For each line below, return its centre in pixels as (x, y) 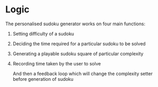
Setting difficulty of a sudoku (43, 33)
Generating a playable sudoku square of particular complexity (78, 54)
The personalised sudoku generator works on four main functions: (75, 24)
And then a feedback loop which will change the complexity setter (83, 74)
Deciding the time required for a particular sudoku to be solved (79, 43)
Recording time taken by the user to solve (57, 63)
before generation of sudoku (43, 79)
